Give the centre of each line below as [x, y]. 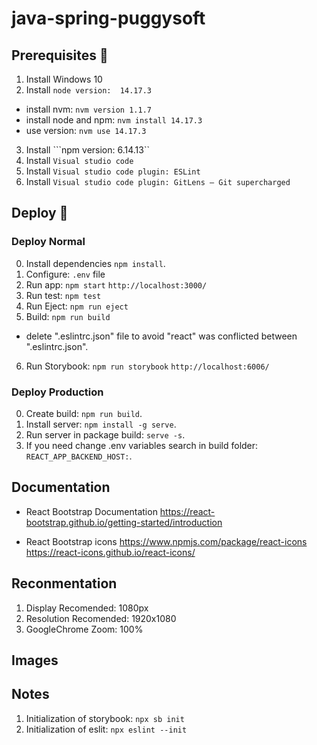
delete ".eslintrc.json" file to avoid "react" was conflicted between [161, 336]
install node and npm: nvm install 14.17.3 [114, 120]
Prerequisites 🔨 [60, 55]
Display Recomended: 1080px [87, 608]
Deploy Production [57, 392]
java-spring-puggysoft [108, 18]
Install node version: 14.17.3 [88, 90]
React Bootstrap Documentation [91, 511]
